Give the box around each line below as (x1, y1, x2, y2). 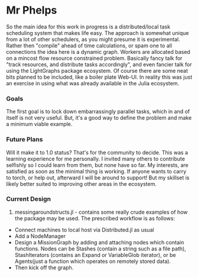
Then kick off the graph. (14, 264, 74, 271)
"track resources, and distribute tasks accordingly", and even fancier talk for (6, 60, 192, 68)
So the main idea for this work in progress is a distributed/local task (6, 23, 170, 30)
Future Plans (6, 136, 43, 144)
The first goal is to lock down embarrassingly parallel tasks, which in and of (6, 108, 190, 115)
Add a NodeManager (14, 232, 66, 240)
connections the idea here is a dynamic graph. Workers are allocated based (6, 48, 190, 55)
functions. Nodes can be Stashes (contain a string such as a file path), (14, 245, 186, 252)
